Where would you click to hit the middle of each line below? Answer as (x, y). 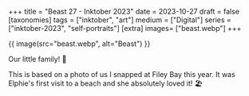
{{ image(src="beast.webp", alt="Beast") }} (79, 44)
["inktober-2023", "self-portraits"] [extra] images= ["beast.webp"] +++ (125, 28)
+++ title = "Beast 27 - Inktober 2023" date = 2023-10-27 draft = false (124, 12)
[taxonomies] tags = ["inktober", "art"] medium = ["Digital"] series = (120, 20)
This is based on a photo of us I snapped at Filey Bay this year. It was (122, 74)
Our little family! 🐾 (38, 59)
